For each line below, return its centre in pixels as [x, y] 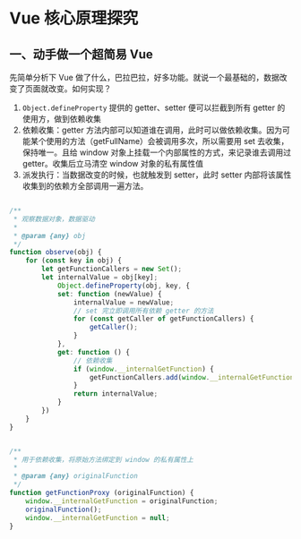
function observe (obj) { [56, 252]
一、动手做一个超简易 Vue [82, 54]
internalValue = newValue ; [124, 302]
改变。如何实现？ [80, 89]
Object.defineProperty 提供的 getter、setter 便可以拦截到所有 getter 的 [154, 107]
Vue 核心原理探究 [74, 18]
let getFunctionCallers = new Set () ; [112, 269]
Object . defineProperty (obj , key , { [124, 286]
